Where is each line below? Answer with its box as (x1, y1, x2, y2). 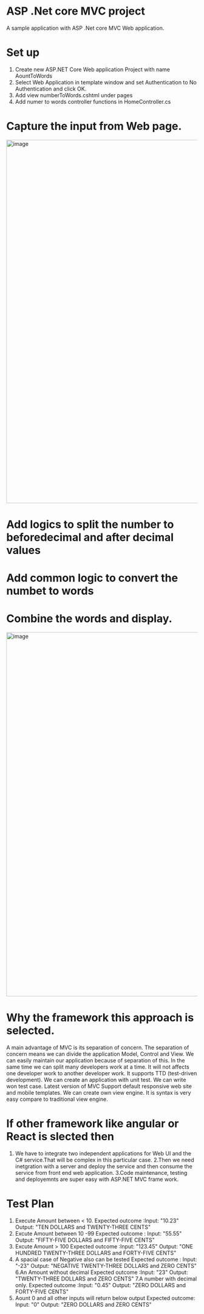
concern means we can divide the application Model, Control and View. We (6, 1050, 194, 1058)
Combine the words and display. (6, 612, 172, 626)
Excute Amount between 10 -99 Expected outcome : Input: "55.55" (15, 1230, 182, 1237)
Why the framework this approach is (6, 1011, 194, 1025)
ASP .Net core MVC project (6, 4, 146, 18)
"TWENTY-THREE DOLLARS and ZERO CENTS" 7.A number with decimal (15, 1275, 197, 1282)
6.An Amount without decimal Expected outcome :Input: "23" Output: (15, 1268, 188, 1276)
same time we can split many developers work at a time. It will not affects (6, 1063, 189, 1070)
